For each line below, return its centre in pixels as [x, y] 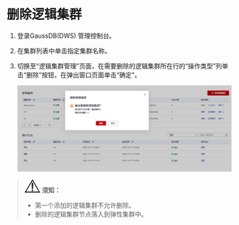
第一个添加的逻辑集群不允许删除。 [85, 205]
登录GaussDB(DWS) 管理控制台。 [66, 36]
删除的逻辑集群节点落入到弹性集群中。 [91, 214]
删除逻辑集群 [45, 15]
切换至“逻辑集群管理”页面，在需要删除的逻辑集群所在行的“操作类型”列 [119, 66]
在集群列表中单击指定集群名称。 [64, 51]
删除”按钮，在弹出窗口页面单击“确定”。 [83, 75]
